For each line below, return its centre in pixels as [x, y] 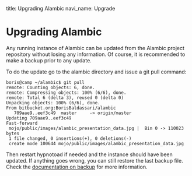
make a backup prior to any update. [49, 60]
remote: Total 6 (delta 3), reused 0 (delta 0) [65, 98]
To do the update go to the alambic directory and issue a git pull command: [96, 72]
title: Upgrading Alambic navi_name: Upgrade [61, 8]
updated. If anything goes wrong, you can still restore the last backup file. [95, 160]
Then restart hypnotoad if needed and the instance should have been [90, 154]
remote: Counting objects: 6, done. [50, 87]
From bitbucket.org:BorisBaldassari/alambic [61, 108]
